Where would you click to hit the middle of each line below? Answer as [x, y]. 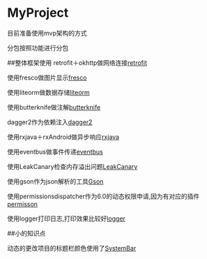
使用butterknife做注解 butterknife [54, 107]
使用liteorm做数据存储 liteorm [49, 92]
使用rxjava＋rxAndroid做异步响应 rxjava [63, 137]
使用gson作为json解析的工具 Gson [55, 181]
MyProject [38, 13]
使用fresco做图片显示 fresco [47, 77]
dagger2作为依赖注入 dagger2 [50, 122]
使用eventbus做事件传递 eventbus [55, 151]
